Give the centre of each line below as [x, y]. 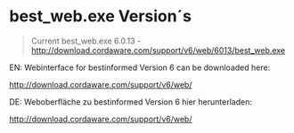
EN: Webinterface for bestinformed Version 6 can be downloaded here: [140, 67]
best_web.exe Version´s [100, 16]
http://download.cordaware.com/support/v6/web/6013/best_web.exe [158, 50]
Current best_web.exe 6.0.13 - [86, 41]
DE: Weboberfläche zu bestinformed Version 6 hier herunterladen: [131, 102]
